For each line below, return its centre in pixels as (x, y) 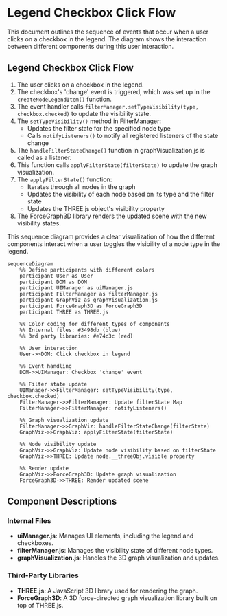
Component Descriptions (62, 502)
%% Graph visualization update (64, 420)
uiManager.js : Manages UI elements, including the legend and (105, 536)
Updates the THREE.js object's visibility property (96, 208)
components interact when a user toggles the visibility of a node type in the (114, 244)
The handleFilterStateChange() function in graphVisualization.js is (111, 150)
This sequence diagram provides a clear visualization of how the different (111, 236)
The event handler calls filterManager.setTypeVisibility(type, (108, 106)
